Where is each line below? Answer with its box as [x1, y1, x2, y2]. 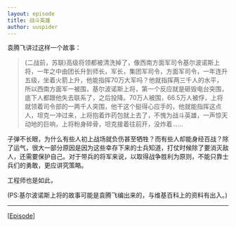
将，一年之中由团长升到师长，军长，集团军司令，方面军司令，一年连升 [24, 67, 228, 76]
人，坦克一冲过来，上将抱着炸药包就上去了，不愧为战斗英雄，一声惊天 [24, 111, 228, 119]
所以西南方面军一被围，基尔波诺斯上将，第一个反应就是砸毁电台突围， [24, 85, 228, 93]
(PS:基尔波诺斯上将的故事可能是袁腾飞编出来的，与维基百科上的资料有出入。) [7, 191, 228, 200]
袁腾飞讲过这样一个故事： [7, 44, 81, 52]
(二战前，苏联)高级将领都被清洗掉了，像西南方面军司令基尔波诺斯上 [24, 58, 221, 67]
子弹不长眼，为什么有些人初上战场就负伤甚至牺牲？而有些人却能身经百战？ [7, 135, 223, 143]
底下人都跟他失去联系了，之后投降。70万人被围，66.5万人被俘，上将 [24, 93, 223, 102]
